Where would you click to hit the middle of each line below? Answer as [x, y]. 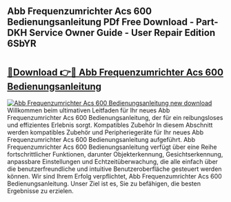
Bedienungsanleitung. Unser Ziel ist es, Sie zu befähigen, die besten [104, 183]
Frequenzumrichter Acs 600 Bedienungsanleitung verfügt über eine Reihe [112, 147]
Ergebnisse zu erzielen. [40, 191]
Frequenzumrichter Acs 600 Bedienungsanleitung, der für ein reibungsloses [115, 118]
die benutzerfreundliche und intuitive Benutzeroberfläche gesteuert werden [114, 169]
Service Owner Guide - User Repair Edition [122, 33]
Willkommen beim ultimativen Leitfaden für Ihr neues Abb [89, 110]
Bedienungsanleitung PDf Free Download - [101, 22]
